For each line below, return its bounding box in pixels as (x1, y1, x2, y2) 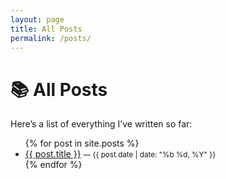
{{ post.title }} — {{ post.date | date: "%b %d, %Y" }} (24, 148, 217, 160)
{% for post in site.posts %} (24, 137, 140, 150)
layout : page (10, 14, 65, 25)
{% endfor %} (24, 159, 83, 171)
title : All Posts (10, 24, 83, 34)
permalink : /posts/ (10, 33, 92, 43)
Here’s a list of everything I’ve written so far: (10, 118, 193, 130)
